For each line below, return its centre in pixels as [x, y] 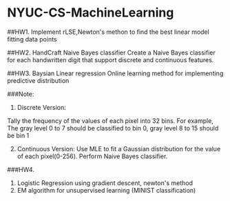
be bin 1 [18, 135]
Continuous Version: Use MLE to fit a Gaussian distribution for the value [119, 149]
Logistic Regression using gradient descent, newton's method [105, 183]
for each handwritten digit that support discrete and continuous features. [111, 59]
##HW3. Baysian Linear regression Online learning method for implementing [115, 73]
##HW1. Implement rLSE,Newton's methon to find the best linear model [108, 32]
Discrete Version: [42, 107]
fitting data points [32, 39]
